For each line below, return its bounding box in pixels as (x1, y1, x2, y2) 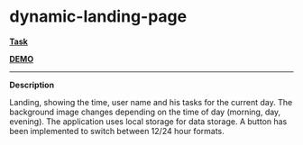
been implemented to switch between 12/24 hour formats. (9, 125, 225, 136)
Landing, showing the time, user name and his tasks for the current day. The (9, 96, 293, 107)
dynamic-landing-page (9, 6, 188, 27)
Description (9, 79, 55, 90)
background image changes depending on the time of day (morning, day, (9, 106, 281, 117)
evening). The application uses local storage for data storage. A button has (9, 115, 288, 127)
